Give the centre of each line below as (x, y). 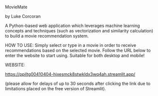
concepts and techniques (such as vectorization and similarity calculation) (79, 31)
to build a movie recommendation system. (47, 36)
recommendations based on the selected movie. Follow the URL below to (78, 50)
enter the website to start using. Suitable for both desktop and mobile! (75, 55)
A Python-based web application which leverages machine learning (72, 26)
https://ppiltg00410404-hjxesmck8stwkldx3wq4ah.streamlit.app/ (70, 74)
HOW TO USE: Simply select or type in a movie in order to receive (71, 45)
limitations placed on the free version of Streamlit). (55, 89)
